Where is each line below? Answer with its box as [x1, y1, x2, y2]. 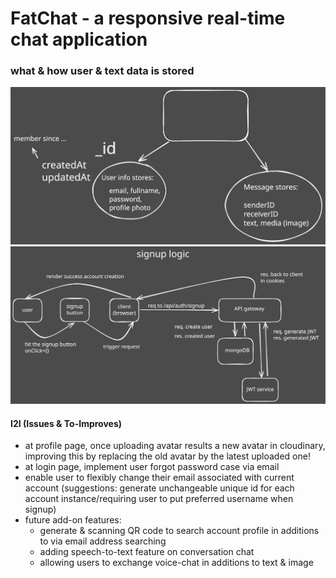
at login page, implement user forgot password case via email [24, 461, 280, 473]
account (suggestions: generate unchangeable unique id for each [24, 482, 295, 494]
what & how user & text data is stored [10, 64, 195, 78]
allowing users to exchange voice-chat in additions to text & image [39, 557, 314, 569]
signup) [24, 503, 57, 516]
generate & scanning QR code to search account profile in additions [39, 525, 320, 537]
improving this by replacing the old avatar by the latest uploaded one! [24, 450, 311, 462]
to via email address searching [39, 535, 167, 547]
